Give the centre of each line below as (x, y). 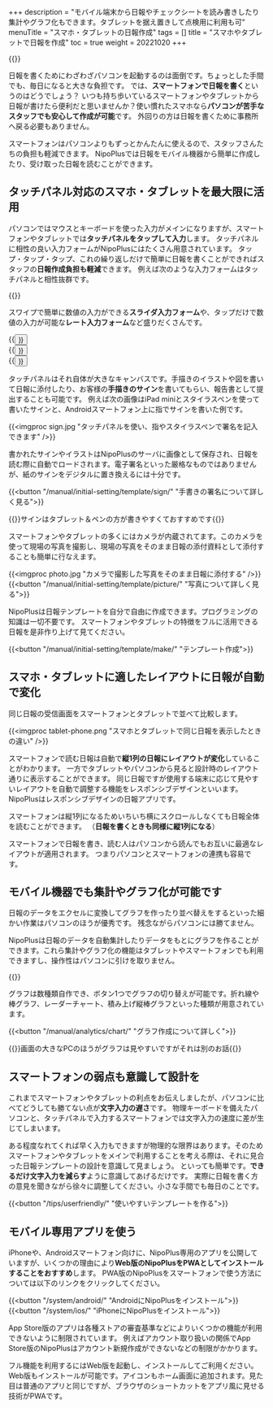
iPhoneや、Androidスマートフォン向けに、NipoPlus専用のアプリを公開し (130, 1253)
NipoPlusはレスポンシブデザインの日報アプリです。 (94, 798)
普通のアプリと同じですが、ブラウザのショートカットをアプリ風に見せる (143, 1386)
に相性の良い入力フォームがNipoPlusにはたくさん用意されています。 (123, 248)
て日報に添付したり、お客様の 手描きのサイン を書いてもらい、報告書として (132, 389)
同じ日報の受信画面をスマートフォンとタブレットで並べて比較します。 (125, 713)
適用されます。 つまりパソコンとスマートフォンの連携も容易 (144, 854)
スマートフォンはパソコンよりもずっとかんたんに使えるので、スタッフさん (133, 143)
